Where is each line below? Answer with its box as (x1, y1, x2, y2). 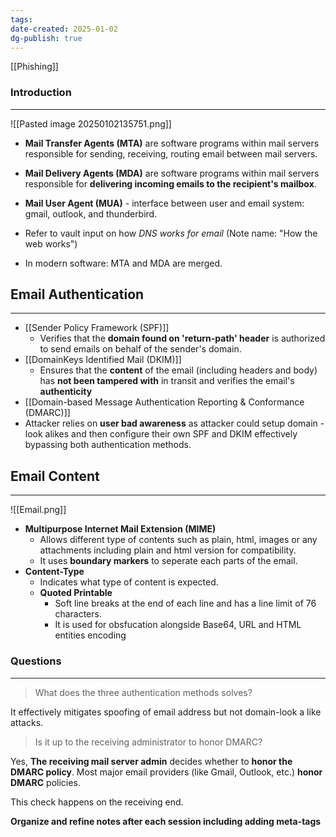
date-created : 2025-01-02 (10, 24, 118, 34)
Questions (10, 654, 62, 668)
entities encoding (54, 629, 127, 641)
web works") (24, 237, 78, 250)
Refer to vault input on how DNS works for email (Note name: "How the (24, 227, 318, 239)
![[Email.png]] (10, 504, 67, 516)
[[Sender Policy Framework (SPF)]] (24, 322, 170, 334)
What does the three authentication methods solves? (34, 686, 253, 698)
